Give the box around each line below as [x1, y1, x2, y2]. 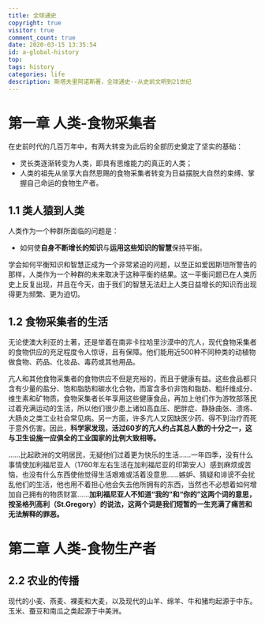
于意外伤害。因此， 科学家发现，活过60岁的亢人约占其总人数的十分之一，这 [8, 424, 252, 433]
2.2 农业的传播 [8, 574, 80, 587]
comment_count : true [8, 33, 77, 42]
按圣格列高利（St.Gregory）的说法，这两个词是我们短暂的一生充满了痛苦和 [8, 500, 252, 509]
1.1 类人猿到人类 [8, 203, 85, 217]
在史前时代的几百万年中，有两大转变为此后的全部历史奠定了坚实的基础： [8, 142, 243, 151]
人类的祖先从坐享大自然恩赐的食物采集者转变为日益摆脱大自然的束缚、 [19, 168, 248, 178]
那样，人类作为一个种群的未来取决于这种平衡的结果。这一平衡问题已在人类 [8, 270, 250, 279]
